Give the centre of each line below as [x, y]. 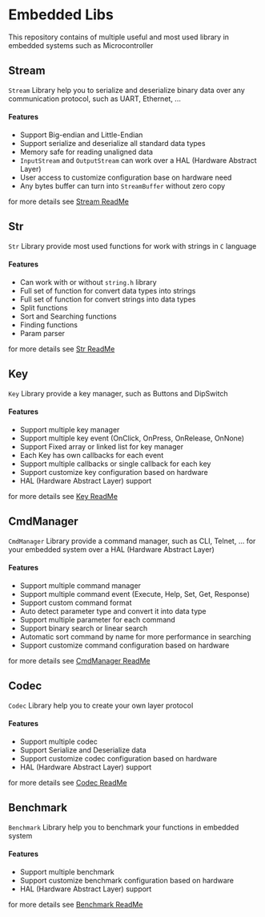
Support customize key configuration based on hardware [114, 472]
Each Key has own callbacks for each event [92, 455]
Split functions [44, 307]
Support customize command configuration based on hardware [124, 645]
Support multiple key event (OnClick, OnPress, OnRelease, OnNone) [132, 438]
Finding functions [49, 325]
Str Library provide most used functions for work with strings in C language [132, 245]
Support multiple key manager [70, 429]
